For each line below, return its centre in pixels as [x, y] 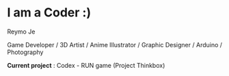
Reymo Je [21, 31]
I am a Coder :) [49, 13]
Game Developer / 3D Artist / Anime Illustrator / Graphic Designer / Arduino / [115, 45]
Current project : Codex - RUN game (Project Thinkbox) [86, 65]
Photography [25, 52]
